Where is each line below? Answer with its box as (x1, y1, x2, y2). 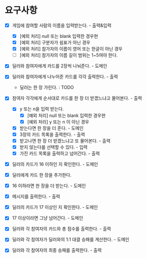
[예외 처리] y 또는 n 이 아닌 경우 (27, 118, 89, 124)
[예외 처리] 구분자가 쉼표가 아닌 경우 (19, 39, 90, 46)
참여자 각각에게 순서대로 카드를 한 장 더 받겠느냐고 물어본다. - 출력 (12, 95, 142, 101)
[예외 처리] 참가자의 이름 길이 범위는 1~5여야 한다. (19, 52, 118, 58)
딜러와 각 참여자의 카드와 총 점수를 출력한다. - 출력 (12, 226, 112, 232)
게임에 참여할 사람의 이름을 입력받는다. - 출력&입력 (12, 22, 112, 28)
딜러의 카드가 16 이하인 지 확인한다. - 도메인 (12, 161, 99, 167)
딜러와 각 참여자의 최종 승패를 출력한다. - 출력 (12, 247, 102, 253)
